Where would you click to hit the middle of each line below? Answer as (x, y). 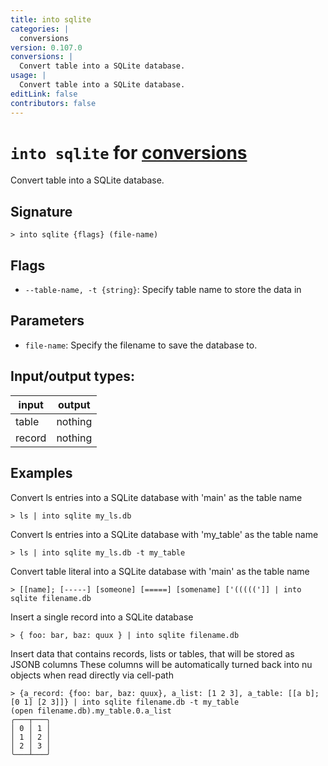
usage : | (28, 76)
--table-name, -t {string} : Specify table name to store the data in (163, 290)
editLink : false (44, 94)
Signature (41, 211)
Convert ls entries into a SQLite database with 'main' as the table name (156, 497)
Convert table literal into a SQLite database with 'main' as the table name (160, 571)
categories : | (40, 29)
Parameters (47, 321)
